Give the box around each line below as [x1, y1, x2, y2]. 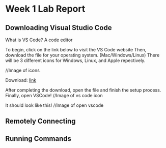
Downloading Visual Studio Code [5, 23, 112, 32]
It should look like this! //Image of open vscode [5, 102, 104, 108]
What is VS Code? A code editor [5, 37, 73, 43]
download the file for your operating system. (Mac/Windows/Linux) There [5, 52, 160, 58]
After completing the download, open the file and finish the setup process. [5, 87, 161, 93]
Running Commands [5, 134, 72, 143]
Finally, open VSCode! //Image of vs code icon [5, 93, 103, 98]
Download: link [5, 77, 37, 83]
